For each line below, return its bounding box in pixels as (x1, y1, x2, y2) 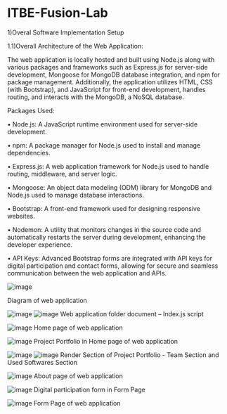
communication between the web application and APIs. (7, 269, 167, 277)
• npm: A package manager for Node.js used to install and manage (7, 141, 201, 149)
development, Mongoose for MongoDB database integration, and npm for (7, 70, 220, 79)
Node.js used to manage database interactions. (7, 190, 144, 199)
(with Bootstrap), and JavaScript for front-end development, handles (7, 85, 206, 93)
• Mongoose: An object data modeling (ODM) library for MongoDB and (7, 183, 212, 191)
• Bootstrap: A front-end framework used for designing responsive (7, 204, 200, 212)
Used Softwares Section (7, 358, 77, 366)
